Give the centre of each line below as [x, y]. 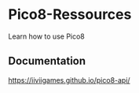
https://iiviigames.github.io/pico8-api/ [69, 80]
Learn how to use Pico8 [46, 36]
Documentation [47, 61]
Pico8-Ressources [70, 15]
